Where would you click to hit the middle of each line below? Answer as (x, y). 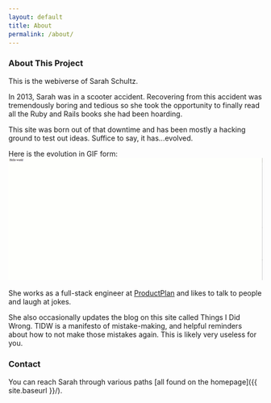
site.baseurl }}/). (35, 390)
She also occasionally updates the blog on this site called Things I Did (124, 317)
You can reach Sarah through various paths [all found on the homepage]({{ (133, 382)
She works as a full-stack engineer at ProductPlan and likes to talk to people (135, 293)
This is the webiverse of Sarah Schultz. (73, 81)
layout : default (35, 17)
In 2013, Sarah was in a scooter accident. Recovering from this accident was (135, 96)
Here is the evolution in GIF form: (63, 153)
